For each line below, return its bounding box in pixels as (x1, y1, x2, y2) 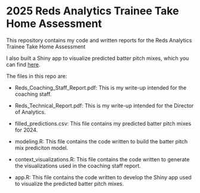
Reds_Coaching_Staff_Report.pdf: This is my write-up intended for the (14, 84, 187, 91)
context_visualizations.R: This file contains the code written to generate (14, 155, 190, 163)
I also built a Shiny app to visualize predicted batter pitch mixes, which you (6, 54, 189, 62)
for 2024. (14, 126, 38, 133)
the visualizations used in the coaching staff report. (14, 162, 141, 169)
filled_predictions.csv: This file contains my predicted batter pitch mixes (14, 120, 192, 127)
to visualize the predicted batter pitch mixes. (14, 180, 124, 187)
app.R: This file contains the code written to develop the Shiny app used (14, 173, 192, 180)
